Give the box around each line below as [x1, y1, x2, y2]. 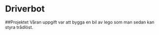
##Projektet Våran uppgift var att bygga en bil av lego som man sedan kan [5, 19, 155, 25]
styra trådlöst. [5, 24, 33, 30]
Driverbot [5, 3, 45, 14]
